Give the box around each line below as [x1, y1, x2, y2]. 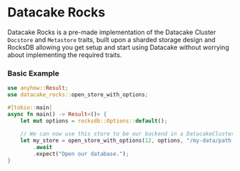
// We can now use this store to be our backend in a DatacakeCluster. [20, 130, 238, 138]
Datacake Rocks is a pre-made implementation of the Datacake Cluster [7, 28, 216, 36]
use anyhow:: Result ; [7, 85, 69, 92]
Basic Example [7, 68, 59, 78]
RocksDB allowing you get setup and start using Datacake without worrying [7, 43, 230, 51]
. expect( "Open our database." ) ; [33, 150, 130, 157]
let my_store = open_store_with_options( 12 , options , [20, 137, 184, 145]
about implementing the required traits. [7, 51, 122, 59]
